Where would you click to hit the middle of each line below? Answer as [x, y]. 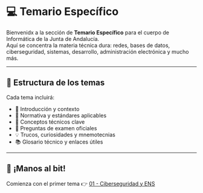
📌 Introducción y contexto [47, 109]
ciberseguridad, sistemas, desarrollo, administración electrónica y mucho [98, 51]
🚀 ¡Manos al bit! [36, 169]
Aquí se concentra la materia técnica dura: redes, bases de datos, [88, 45]
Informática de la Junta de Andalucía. [53, 39]
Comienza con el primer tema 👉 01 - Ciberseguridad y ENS [81, 183]
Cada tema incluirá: [31, 97]
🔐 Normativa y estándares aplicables [61, 115]
